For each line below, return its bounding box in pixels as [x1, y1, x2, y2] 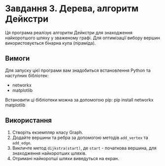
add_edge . [12, 139, 32, 145]
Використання [5, 116, 52, 125]
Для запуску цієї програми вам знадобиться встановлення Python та [5, 67, 151, 73]
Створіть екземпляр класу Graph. [12, 129, 83, 135]
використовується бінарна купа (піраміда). [5, 40, 96, 46]
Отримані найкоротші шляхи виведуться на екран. [12, 155, 119, 161]
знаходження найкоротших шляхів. [12, 150, 87, 156]
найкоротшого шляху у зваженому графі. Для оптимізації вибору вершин [5, 35, 160, 41]
